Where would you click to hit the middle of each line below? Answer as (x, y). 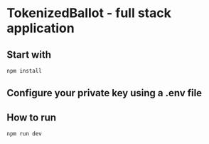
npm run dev (24, 134)
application (41, 28)
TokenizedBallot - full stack (89, 13)
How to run (32, 117)
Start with (29, 55)
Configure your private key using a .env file (104, 93)
